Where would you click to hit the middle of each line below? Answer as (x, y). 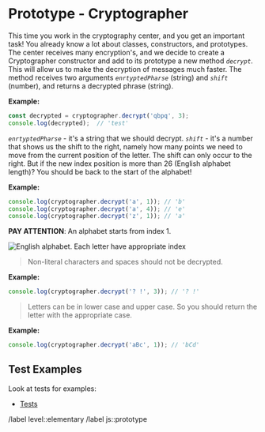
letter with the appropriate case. (80, 315)
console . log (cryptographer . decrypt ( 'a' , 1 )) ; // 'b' (97, 201)
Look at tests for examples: (53, 389)
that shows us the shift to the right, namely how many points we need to (125, 146)
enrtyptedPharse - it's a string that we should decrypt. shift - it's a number (131, 138)
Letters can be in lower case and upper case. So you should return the (142, 307)
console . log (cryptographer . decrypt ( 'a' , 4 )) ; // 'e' (97, 209)
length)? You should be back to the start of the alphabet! (100, 171)
